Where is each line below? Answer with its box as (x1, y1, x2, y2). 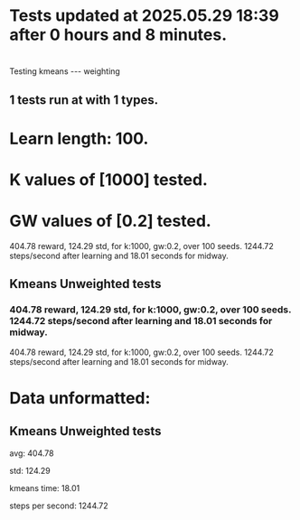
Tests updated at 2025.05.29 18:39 (9, 5, 280, 26)
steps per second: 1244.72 (9, 500, 108, 511)
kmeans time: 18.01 (9, 482, 80, 493)
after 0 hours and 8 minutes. (9, 24, 228, 45)
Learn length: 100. (9, 128, 149, 149)
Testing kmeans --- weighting (9, 66, 120, 77)
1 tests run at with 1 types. (9, 92, 159, 107)
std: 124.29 (9, 465, 52, 476)
